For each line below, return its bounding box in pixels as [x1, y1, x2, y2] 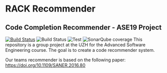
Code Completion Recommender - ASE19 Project [5, 23, 162, 32]
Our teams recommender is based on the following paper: [5, 57, 126, 63]
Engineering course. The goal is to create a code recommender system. [5, 47, 155, 53]
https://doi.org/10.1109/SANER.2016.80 [5, 62, 86, 68]
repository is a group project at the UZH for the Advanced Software [5, 42, 146, 48]
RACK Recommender [5, 3, 96, 15]
